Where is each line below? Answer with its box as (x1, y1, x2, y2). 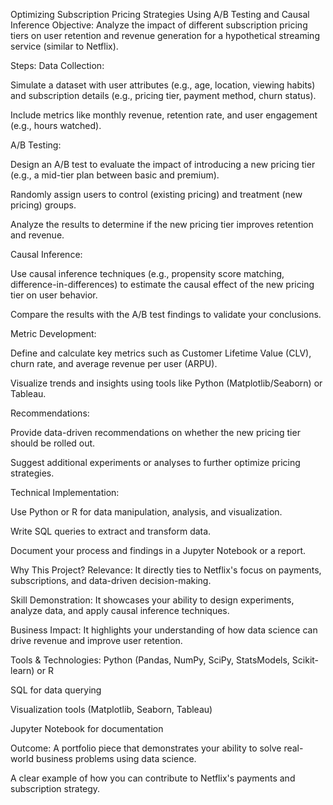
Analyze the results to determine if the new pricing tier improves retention (10, 219, 314, 230)
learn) (10, 665, 35, 676)
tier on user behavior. (10, 289, 98, 301)
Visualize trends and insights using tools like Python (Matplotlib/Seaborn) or (10, 377, 323, 389)
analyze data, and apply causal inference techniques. (10, 605, 230, 616)
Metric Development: (10, 328, 97, 339)
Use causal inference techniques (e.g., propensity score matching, (10, 268, 285, 279)
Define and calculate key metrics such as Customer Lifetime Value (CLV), (10, 347, 312, 359)
